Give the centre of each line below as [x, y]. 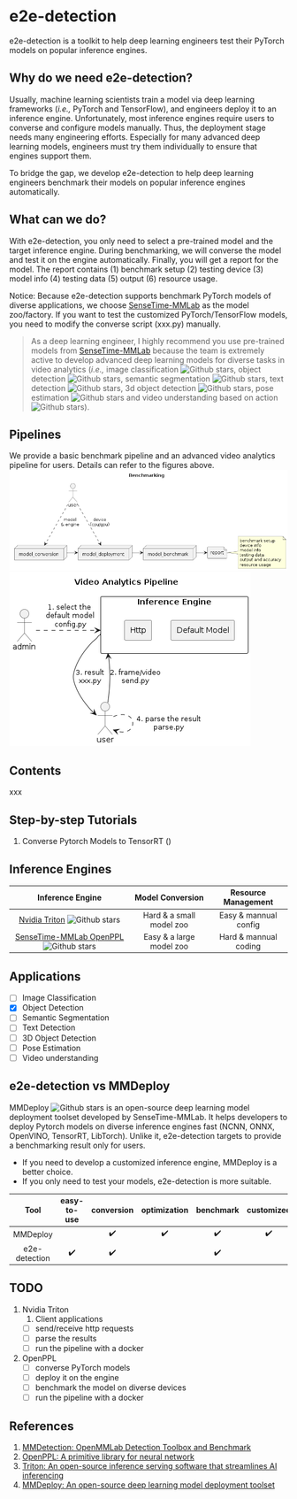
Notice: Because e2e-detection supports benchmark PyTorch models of [140, 296]
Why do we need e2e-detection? [101, 78]
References [42, 1426]
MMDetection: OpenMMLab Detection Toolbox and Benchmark [137, 1448]
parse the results [66, 1338]
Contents [35, 770]
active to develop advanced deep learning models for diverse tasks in [158, 359]
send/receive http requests [84, 1328]
